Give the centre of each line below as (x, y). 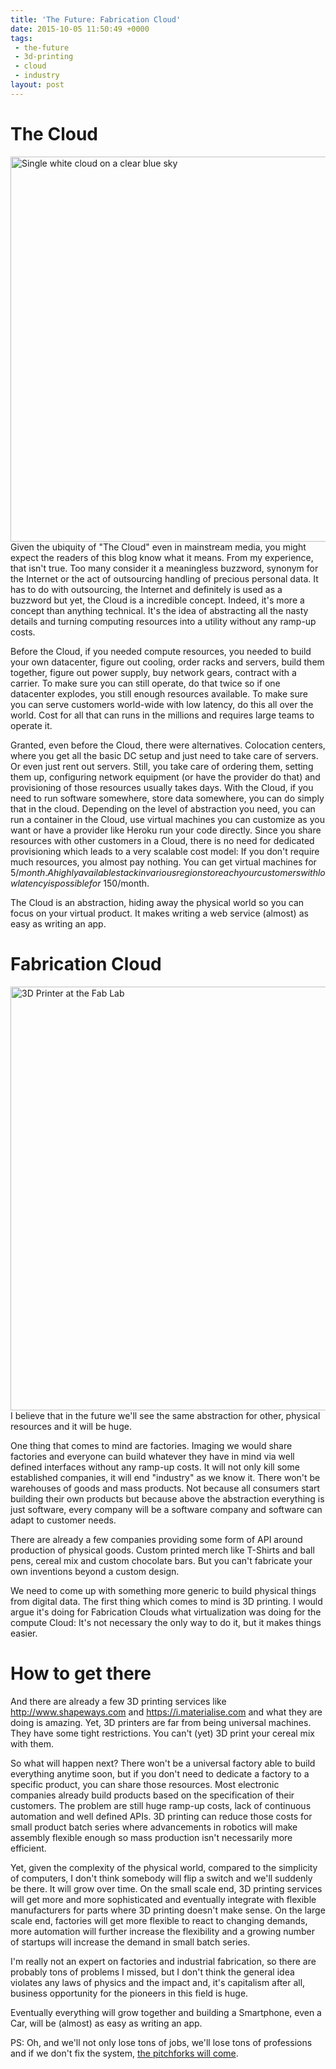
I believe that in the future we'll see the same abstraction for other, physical (165, 1415)
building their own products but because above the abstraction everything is (167, 1498)
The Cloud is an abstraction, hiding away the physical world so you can (157, 902)
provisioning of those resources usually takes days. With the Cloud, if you (162, 787)
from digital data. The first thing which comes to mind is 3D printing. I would (166, 1601)
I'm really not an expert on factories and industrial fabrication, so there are (163, 1961)
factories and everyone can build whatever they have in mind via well (152, 1456)
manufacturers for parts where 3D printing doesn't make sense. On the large (168, 1910)
